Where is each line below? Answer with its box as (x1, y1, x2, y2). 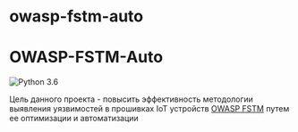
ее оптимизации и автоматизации (9, 113, 139, 124)
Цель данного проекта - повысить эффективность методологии (9, 94, 253, 104)
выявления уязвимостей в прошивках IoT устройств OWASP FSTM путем (9, 103, 290, 114)
